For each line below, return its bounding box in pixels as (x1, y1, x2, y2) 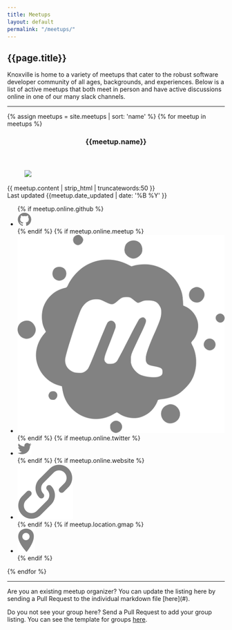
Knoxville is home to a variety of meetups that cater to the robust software (7, 70, 219, 79)
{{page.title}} (7, 52, 67, 64)
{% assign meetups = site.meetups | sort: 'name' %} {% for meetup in (7, 113, 206, 121)
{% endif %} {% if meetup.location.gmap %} (17, 520, 144, 528)
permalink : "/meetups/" (7, 26, 76, 32)
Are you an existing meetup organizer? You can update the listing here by (7, 587, 216, 595)
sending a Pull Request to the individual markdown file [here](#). (7, 595, 191, 603)
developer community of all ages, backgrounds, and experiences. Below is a (7, 78, 224, 86)
